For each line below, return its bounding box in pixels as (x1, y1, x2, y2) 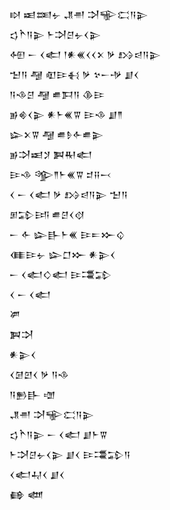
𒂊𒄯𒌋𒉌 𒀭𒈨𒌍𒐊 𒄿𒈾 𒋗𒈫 (9, 109, 124, 120)
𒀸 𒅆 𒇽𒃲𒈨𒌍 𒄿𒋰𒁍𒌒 (9, 229, 126, 240)
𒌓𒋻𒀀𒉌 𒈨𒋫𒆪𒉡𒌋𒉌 (9, 29, 102, 40)
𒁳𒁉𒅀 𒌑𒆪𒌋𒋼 (9, 209, 85, 220)
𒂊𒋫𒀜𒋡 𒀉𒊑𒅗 (9, 149, 93, 160)
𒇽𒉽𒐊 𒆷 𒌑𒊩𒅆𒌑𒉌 (9, 129, 104, 140)
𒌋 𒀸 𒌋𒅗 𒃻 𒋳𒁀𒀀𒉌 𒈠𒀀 (9, 189, 129, 200)
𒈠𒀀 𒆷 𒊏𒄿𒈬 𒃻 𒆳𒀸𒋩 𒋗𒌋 (9, 69, 140, 80)
